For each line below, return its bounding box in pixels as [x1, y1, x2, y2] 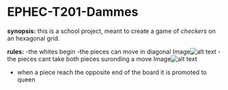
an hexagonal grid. [7, 34, 60, 42]
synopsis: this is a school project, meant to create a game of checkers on [7, 27, 216, 35]
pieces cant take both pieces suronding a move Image [17, 54, 172, 63]
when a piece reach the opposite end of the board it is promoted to [16, 68, 207, 76]
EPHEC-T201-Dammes [7, 4, 139, 20]
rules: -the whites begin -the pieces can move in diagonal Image [7, 47, 191, 56]
